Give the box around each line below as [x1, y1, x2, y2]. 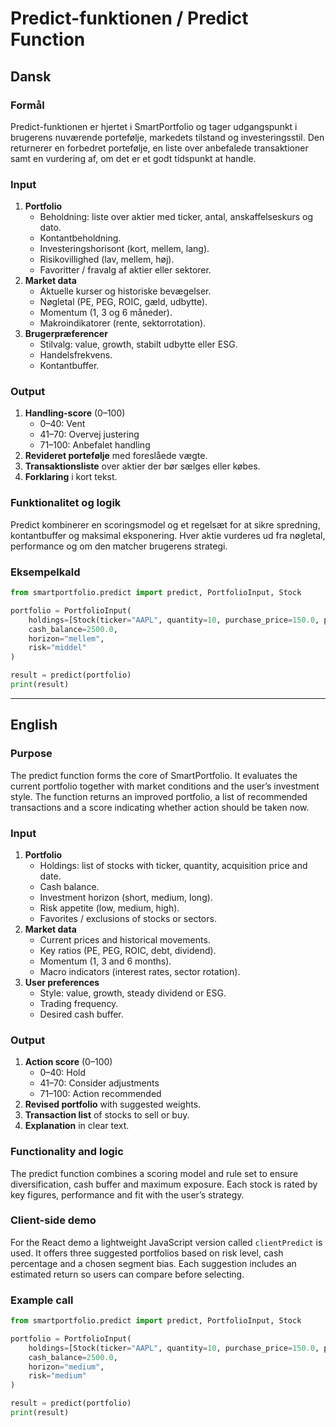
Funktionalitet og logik [10, 496, 122, 510]
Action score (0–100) [24, 1056, 113, 1068]
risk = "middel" [28, 643, 87, 653]
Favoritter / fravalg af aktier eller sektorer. [39, 264, 212, 276]
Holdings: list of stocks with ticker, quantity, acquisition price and [39, 859, 308, 871]
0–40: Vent [39, 418, 86, 430]
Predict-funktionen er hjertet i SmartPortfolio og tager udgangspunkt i [10, 120, 298, 132]
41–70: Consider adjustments [39, 1077, 160, 1089]
